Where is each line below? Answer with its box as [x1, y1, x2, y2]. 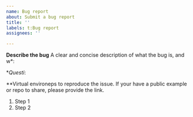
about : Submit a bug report [6, 14, 75, 20]
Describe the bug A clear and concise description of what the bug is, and [6, 51, 185, 58]
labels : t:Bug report [6, 25, 59, 31]
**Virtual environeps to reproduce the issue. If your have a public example [6, 80, 187, 88]
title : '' [6, 19, 31, 25]
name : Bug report [6, 8, 49, 15]
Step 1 [14, 98, 30, 105]
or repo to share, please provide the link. [6, 87, 105, 94]
